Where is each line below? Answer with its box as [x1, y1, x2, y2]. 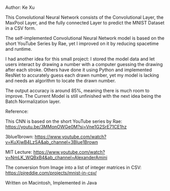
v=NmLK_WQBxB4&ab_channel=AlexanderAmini [5, 155, 108, 160]
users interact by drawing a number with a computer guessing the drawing [5, 61, 163, 67]
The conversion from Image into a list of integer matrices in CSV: [5, 164, 142, 171]
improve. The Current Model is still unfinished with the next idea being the [5, 93, 161, 99]
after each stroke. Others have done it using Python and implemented [5, 67, 152, 73]
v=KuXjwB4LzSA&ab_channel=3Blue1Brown [5, 139, 98, 145]
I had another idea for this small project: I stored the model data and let [5, 56, 155, 62]
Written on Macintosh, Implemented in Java [5, 180, 97, 186]
